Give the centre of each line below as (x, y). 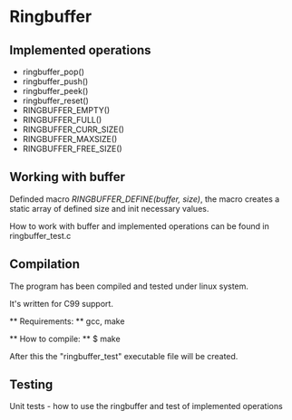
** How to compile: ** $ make (65, 339)
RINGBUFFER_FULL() (62, 120)
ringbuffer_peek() (55, 91)
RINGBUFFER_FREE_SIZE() (72, 148)
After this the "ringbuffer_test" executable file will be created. (124, 356)
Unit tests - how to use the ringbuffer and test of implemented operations (146, 406)
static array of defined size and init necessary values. (109, 208)
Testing (31, 385)
